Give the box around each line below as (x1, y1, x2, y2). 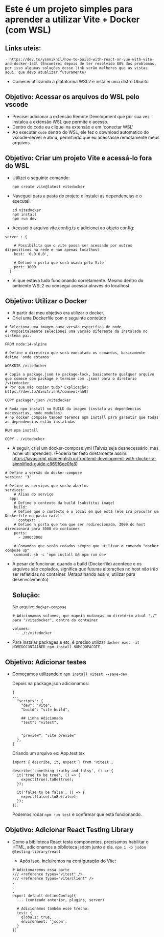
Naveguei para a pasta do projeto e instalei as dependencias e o (12, 193, 142, 199)
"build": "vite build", (21, 707, 70, 712)
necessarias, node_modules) (5, 411, 63, 416)
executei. (12, 198, 31, 204)
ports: (14, 531, 27, 536)
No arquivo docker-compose (12, 604, 67, 610)
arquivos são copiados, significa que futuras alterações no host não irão (12, 566, 158, 572)
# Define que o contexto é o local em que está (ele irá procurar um (14, 509, 159, 514)
